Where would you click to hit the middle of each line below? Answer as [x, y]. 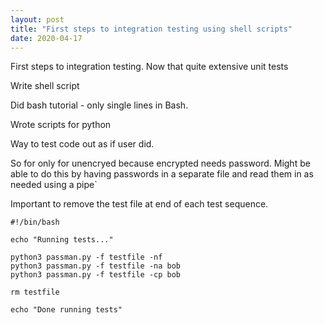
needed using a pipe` [54, 185]
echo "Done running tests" [66, 310]
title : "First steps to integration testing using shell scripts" [151, 29]
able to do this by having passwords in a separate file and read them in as [162, 174]
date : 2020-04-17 [46, 38]
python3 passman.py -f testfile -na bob [96, 266]
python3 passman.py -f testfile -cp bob [96, 275]
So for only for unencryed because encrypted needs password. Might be [160, 163]
